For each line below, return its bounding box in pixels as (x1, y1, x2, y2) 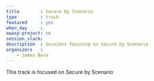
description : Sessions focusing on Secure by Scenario (6, 42, 149, 48)
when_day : (6, 25, 43, 31)
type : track (6, 14, 59, 20)
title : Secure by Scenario (6, 8, 93, 15)
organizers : (6, 47, 43, 53)
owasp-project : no (6, 31, 51, 36)
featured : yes (6, 19, 54, 25)
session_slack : (6, 36, 43, 42)
